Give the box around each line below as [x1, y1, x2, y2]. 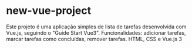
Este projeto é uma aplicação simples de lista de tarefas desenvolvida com [6, 23, 187, 30]
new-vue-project [6, 4, 92, 17]
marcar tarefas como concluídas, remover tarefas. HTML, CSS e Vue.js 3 [6, 35, 182, 42]
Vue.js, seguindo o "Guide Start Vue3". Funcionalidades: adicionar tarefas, [6, 29, 186, 36]
